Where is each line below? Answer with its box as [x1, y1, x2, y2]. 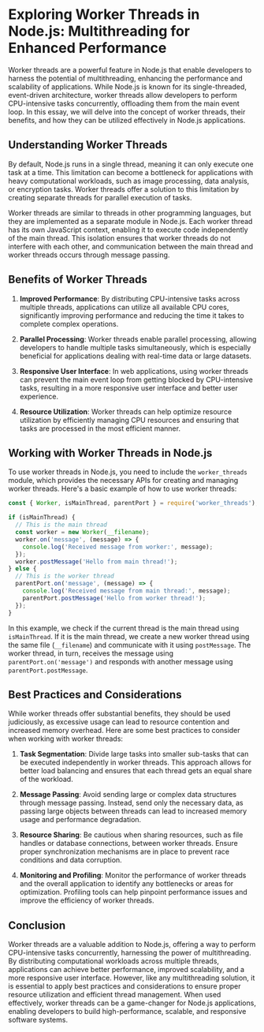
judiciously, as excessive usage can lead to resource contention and [8, 717, 230, 727]
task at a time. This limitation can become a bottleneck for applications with [8, 167, 254, 177]
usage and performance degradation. [19, 815, 142, 824]
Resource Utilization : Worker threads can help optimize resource [19, 406, 232, 416]
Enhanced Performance [8, 39, 167, 57]
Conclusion [8, 918, 66, 932]
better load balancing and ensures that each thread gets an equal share [19, 766, 252, 776]
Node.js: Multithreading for [8, 22, 191, 40]
